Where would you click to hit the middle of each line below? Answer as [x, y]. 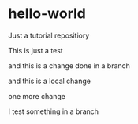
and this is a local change [50, 81]
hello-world [47, 14]
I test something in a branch [54, 111]
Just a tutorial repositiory [49, 35]
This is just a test [35, 50]
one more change [37, 96]
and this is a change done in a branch [69, 66]
